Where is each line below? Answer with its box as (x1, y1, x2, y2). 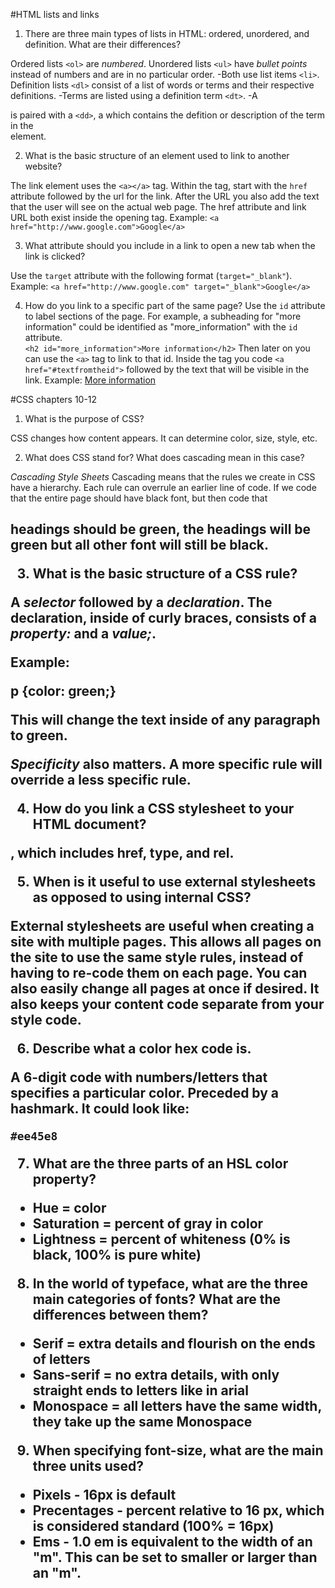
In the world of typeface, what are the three (32, 1275, 308, 1293)
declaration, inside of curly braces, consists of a (10, 610, 317, 627)
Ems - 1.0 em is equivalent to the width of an (32, 1534, 313, 1551)
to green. (10, 727, 68, 744)
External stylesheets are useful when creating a (10, 918, 315, 935)
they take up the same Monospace (32, 1414, 253, 1431)
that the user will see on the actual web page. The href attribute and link (10, 201, 307, 213)
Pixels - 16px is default (32, 1487, 177, 1504)
